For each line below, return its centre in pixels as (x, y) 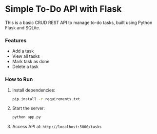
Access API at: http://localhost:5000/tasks (57, 127)
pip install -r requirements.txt (46, 99)
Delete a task (25, 67)
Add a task (23, 51)
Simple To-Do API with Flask (63, 9)
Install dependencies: (34, 90)
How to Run (19, 79)
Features (16, 40)
